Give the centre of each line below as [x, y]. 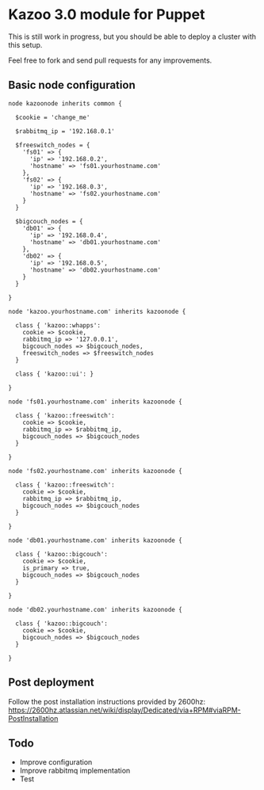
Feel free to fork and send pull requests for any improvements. [110, 60]
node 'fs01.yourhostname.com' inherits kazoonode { [95, 402]
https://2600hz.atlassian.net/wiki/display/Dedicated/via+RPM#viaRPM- [125, 710]
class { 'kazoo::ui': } [54, 374]
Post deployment [51, 683]
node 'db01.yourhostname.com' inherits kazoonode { [95, 540]
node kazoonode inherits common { [65, 103]
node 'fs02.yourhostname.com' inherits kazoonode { [95, 471]
